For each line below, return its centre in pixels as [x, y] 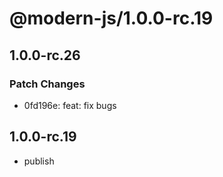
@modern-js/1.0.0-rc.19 [111, 18]
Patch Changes [47, 84]
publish [39, 161]
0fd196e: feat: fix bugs [70, 105]
